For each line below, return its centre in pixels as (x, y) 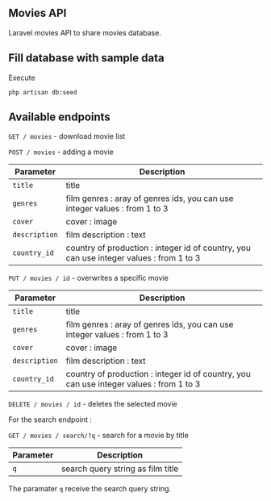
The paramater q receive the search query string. (90, 489)
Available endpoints (59, 117)
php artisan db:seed (43, 92)
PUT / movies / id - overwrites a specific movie (89, 278)
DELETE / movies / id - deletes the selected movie (93, 404)
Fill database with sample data (86, 58)
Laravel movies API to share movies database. (85, 32)
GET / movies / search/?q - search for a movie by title (99, 436)
